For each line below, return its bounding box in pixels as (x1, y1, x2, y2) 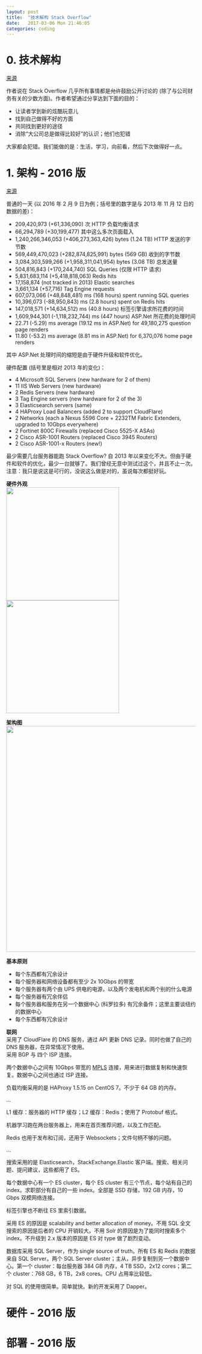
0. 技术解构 (6, 54, 61, 67)
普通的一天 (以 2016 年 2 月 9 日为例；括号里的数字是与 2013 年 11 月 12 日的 (6, 200, 194, 208)
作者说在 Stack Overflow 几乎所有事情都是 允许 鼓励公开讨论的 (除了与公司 (6, 87, 188, 95)
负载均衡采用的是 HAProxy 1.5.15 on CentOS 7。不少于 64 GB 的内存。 (6, 1084, 180, 1091)
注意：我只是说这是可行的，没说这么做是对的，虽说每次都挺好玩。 (6, 467, 170, 475)
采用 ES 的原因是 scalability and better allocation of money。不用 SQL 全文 (6, 1220, 191, 1227)
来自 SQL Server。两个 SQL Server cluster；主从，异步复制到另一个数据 (6, 1255, 185, 1262)
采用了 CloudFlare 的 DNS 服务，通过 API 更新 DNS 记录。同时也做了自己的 (6, 1036, 192, 1043)
